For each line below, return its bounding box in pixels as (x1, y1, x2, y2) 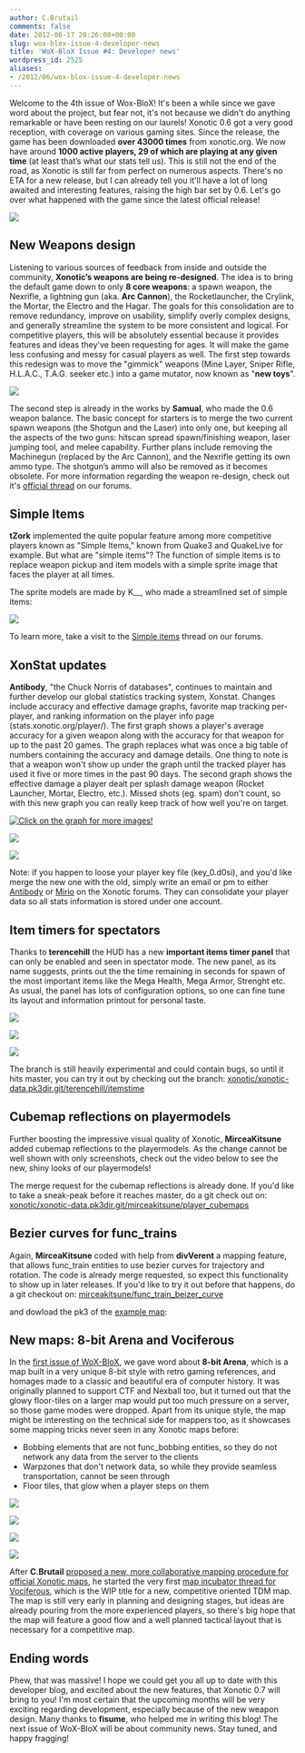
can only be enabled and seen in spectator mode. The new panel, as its (9, 956, 277, 967)
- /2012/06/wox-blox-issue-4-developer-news (9, 73, 181, 82)
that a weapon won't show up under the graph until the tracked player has (9, 759, 286, 770)
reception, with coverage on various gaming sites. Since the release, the (9, 126, 280, 137)
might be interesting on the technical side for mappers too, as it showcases (9, 1415, 290, 1426)
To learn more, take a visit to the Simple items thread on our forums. (9, 631, 264, 642)
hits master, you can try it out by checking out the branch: (9, 1073, 226, 1083)
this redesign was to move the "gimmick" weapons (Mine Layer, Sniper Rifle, (9, 358, 295, 369)
